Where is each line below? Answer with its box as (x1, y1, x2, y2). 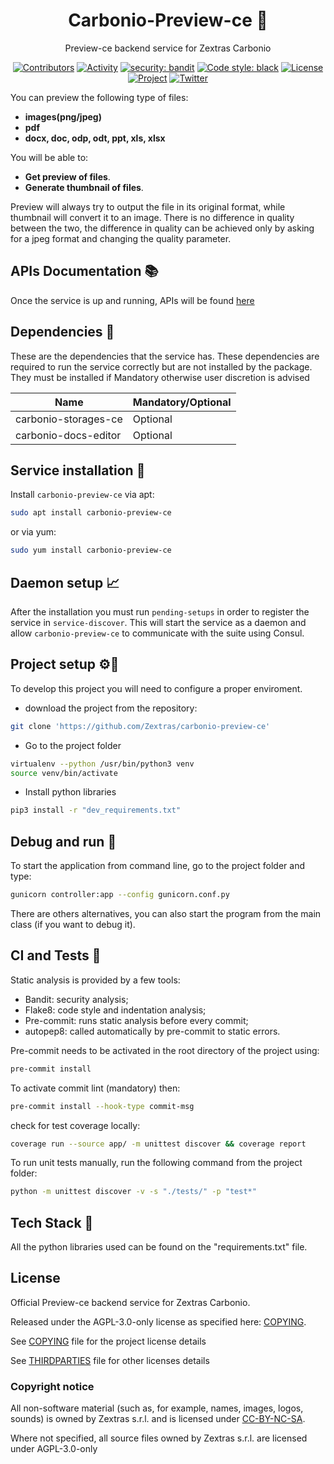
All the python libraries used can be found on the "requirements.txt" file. (10, 1241, 308, 1253)
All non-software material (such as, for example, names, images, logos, (10, 1402, 304, 1414)
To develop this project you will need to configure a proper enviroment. (10, 682, 303, 694)
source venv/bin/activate (10, 768, 118, 778)
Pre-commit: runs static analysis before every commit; (24, 1014, 249, 1026)
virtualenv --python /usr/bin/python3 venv (10, 759, 195, 769)
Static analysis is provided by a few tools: (10, 974, 181, 986)
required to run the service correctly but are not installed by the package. (10, 360, 313, 373)
